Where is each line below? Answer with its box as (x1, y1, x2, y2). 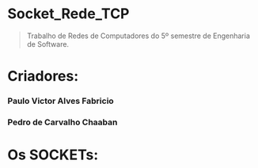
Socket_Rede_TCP (7, 5, 130, 23)
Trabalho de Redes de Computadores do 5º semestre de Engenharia (26, 31, 251, 40)
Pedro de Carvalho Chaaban (7, 116, 118, 128)
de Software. (26, 39, 69, 48)
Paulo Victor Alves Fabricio (7, 96, 114, 107)
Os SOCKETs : (7, 146, 99, 164)
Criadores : (7, 67, 79, 86)
